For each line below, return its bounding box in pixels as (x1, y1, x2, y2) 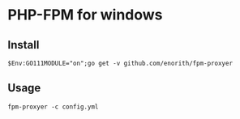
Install (7, 38, 40, 52)
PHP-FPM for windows (7, 6, 163, 24)
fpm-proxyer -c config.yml (7, 103, 99, 111)
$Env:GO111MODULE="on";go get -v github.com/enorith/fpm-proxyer (7, 59, 233, 67)
